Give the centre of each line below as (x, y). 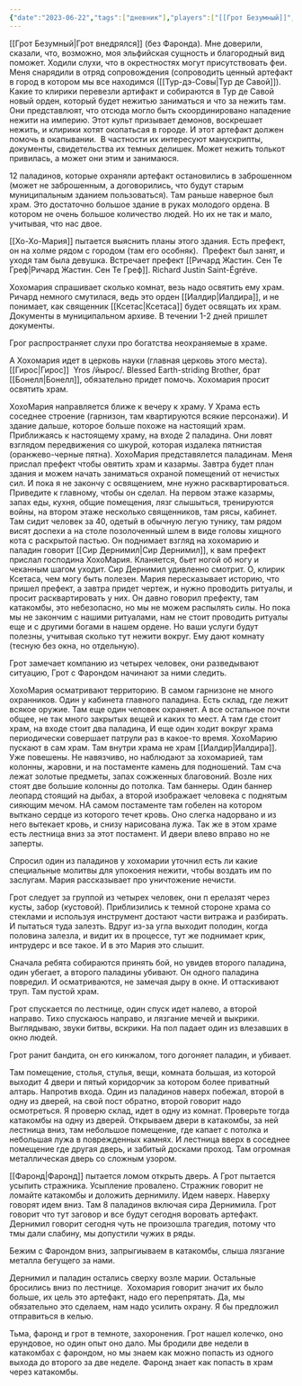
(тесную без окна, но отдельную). (74, 646)
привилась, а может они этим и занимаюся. (94, 158)
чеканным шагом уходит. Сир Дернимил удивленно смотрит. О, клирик (147, 569)
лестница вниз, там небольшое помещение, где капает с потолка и (139, 1129)
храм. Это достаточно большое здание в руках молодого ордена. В (140, 204)
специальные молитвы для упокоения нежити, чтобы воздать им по (141, 870)
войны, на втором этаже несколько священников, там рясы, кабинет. (143, 512)
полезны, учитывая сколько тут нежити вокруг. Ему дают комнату (137, 636)
